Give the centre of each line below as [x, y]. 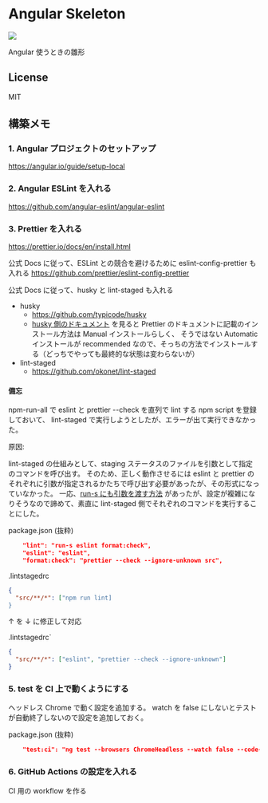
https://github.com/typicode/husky [89, 314]
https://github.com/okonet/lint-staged [94, 371]
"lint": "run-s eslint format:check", [87, 546]
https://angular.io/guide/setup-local [67, 166]
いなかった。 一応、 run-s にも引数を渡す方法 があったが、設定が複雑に [132, 494]
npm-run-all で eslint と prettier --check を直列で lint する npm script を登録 [132, 410]
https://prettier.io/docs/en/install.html [70, 247]
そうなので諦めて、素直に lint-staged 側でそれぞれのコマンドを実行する [132, 504]
